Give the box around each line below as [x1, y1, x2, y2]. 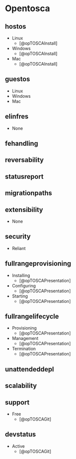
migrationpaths [5, 189, 52, 197]
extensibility [5, 205, 43, 214]
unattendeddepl [5, 365, 54, 373]
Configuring [12, 282, 36, 288]
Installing [12, 272, 30, 278]
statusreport [5, 172, 44, 180]
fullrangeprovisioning [5, 260, 71, 268]
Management [12, 335, 38, 341]
